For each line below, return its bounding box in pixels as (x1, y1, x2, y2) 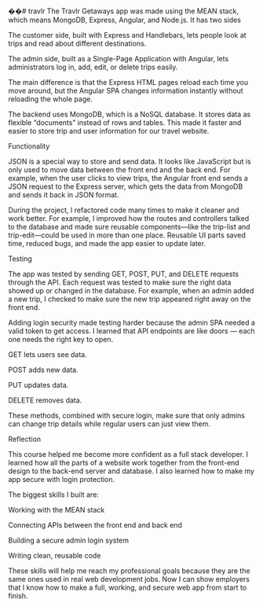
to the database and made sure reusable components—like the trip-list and (8, 223, 250, 231)
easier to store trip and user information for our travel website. (8, 127, 210, 135)
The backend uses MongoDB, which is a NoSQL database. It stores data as (8, 109, 251, 119)
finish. (8, 591, 28, 600)
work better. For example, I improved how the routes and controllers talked (8, 214, 250, 223)
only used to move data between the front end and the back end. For (8, 165, 231, 175)
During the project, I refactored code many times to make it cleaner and (8, 205, 239, 215)
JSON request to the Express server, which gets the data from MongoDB (8, 182, 243, 191)
